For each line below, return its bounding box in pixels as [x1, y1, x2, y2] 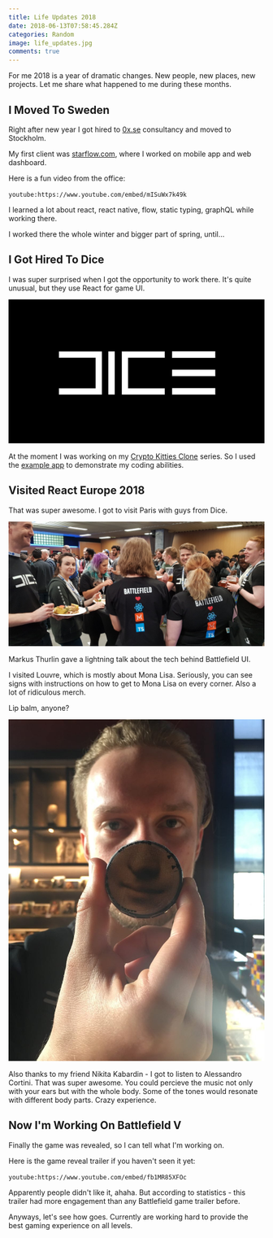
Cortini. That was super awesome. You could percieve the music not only [8, 1078, 253, 1088]
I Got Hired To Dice [8, 253, 105, 267]
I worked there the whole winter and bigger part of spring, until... [8, 229, 225, 239]
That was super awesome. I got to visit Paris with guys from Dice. [8, 505, 228, 515]
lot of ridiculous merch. [8, 687, 87, 697]
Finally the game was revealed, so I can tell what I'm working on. [8, 1140, 225, 1150]
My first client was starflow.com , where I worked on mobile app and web [8, 149, 252, 159]
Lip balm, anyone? [8, 703, 70, 713]
